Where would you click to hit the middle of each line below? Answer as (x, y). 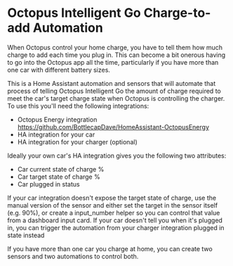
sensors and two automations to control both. (73, 256)
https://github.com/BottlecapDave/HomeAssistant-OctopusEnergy (113, 127)
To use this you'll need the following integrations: (78, 106)
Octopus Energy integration (57, 119)
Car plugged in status (48, 184)
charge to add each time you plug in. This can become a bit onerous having (116, 55)
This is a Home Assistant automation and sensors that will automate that (112, 83)
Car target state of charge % (59, 177)
